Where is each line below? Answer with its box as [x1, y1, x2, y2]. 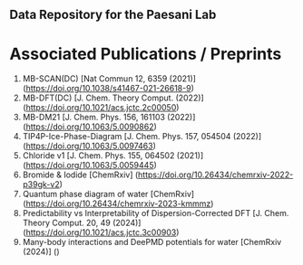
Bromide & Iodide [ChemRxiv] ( [22, 169, 139, 180]
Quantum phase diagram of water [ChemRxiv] [22, 189, 195, 200]
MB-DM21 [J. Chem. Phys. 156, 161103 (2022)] [22, 112, 196, 123]
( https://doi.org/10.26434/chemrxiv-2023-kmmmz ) [22, 198, 214, 209]
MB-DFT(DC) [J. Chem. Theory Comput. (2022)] [22, 92, 204, 103]
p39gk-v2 [22, 179, 61, 190]
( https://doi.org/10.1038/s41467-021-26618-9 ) [22, 83, 195, 94]
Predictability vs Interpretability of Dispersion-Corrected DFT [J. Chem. [22, 208, 289, 219]
